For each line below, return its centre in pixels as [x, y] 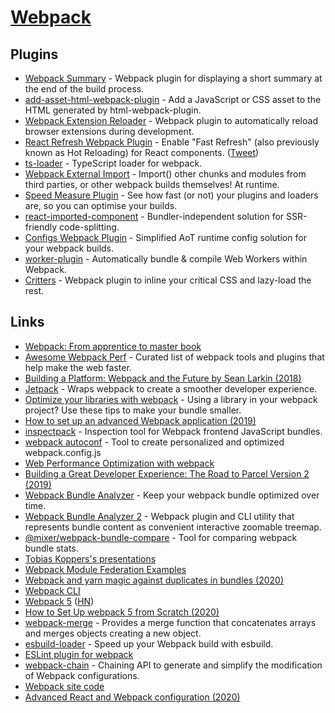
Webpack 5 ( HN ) [59, 601]
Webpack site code [64, 686]
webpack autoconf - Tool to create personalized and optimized [154, 442]
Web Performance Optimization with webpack [119, 463]
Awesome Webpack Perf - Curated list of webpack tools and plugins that [174, 357]
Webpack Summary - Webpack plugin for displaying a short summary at [173, 78]
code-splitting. [89, 227]
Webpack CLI [52, 590]
